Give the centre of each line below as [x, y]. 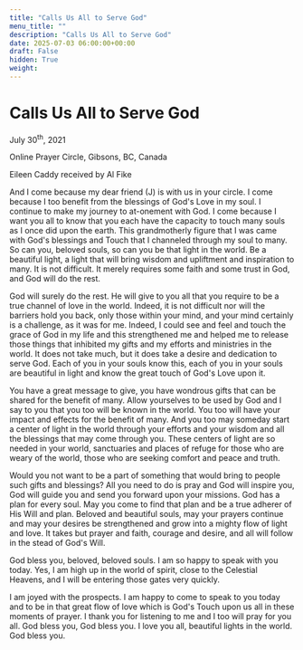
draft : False [34, 52]
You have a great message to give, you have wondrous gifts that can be [142, 391]
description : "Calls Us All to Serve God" [90, 34]
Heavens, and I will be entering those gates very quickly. [114, 579]
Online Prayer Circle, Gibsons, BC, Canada [88, 157]
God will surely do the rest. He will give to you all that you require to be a [144, 296]
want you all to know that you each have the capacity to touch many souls [147, 221]
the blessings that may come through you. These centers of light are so [142, 439]
